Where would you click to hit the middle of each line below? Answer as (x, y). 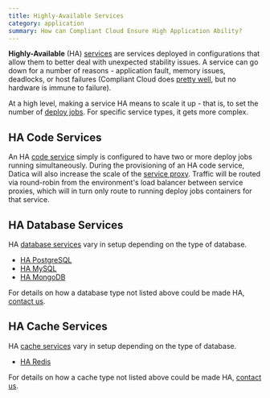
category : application (46, 23)
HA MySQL (38, 268)
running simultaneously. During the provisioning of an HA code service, (127, 165)
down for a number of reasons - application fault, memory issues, (117, 71)
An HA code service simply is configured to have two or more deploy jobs (131, 157)
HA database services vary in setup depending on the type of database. (128, 244)
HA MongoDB (43, 277)
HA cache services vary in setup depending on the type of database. (123, 346)
